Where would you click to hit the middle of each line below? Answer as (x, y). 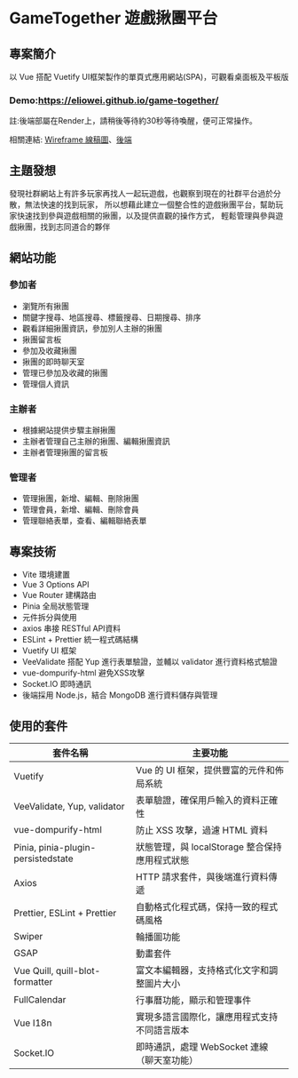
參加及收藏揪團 (49, 350)
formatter (33, 982)
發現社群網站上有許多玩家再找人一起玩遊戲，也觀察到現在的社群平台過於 (141, 194)
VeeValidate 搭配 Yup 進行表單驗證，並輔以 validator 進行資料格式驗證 (149, 662)
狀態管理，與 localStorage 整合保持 (209, 847)
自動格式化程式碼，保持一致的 (198, 907)
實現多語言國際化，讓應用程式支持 (207, 1017)
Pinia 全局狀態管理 (55, 606)
